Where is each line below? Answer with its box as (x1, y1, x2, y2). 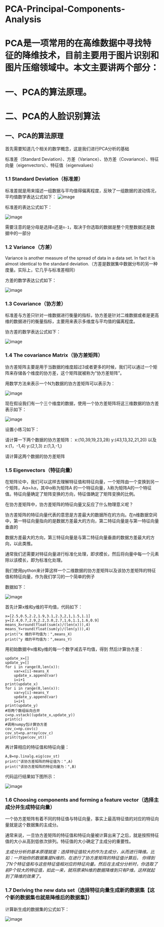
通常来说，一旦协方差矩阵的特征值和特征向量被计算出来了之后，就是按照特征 (5, 832, 159, 838)
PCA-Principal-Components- (5, 3, 125, 15)
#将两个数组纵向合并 (5, 709, 41, 713)
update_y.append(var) (14, 694, 58, 700)
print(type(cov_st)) (5, 735, 47, 740)
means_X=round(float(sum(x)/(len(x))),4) (5, 622, 91, 627)
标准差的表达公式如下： (5, 204, 52, 210)
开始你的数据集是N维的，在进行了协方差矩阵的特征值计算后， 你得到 (18, 855, 155, 861)
